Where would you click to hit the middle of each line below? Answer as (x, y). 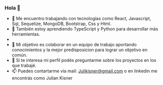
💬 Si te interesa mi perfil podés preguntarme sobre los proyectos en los (84, 60)
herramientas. (26, 34)
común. (19, 55)
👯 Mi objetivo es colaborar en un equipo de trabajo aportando (74, 45)
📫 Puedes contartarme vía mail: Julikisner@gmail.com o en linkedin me (84, 71)
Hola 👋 (13, 8)
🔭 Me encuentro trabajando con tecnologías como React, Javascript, (81, 19)
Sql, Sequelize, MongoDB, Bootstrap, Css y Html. (62, 24)
